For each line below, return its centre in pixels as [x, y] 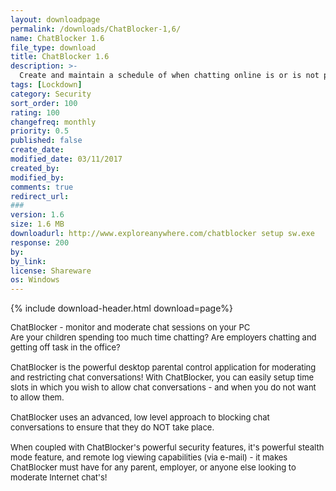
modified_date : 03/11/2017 [66, 159]
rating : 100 [35, 112]
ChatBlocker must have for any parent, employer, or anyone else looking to [153, 467]
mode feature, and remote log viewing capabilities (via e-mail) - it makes [149, 457]
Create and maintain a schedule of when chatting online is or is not [169, 76]
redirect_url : [40, 196]
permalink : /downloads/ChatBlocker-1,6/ [96, 29]
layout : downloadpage [55, 19]
